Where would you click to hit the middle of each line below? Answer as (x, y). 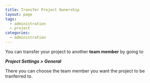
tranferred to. (19, 76)
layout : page (19, 14)
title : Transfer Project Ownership (42, 10)
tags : (11, 19)
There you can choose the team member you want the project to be (75, 71)
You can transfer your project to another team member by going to (74, 51)
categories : (18, 33)
